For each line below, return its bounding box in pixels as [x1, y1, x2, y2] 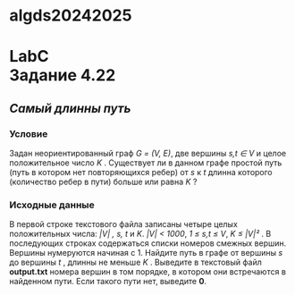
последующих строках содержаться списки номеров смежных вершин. [9, 238, 287, 249]
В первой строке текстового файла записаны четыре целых [9, 219, 239, 230]
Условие [9, 127, 48, 139]
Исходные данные [9, 198, 96, 211]
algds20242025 [9, 5, 132, 26]
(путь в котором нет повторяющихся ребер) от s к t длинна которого [9, 167, 273, 178]
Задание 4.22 [9, 65, 116, 86]
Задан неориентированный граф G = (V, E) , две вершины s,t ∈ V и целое [9, 148, 287, 159]
